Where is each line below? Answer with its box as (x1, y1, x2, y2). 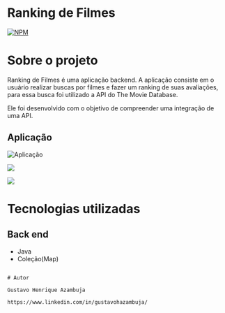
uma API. (7, 111, 33, 119)
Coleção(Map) (17, 254, 59, 263)
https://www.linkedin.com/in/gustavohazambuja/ (7, 298, 148, 305)
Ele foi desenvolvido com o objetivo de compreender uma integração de (7, 103, 215, 112)
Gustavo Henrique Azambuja (7, 286, 86, 293)
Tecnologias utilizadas (7, 201, 141, 217)
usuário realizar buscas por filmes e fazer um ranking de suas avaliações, (7, 82, 219, 92)
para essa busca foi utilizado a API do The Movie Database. (7, 90, 178, 99)
